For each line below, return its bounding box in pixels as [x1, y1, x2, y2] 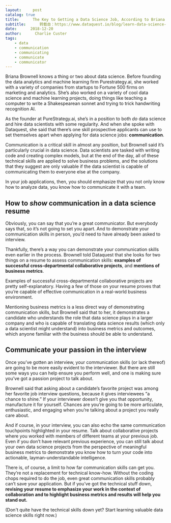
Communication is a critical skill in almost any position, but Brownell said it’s [5, 142, 164, 148]
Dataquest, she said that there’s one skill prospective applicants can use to [5, 127, 162, 133]
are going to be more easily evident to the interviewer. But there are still [5, 364, 155, 370]
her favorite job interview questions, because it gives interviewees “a [5, 390, 150, 397]
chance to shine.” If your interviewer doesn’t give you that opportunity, [5, 396, 154, 402]
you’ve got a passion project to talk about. [5, 375, 94, 382]
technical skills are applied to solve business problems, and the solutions [5, 158, 158, 164]
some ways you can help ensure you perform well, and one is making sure [5, 370, 161, 376]
